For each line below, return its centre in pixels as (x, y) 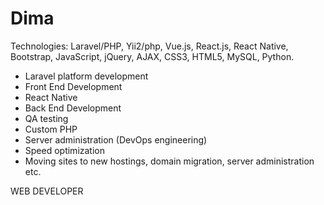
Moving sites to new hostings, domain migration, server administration (169, 161)
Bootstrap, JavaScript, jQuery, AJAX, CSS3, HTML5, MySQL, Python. (152, 56)
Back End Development (73, 108)
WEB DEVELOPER (47, 191)
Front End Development (73, 86)
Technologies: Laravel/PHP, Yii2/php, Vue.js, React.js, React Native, (149, 46)
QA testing (46, 118)
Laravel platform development (86, 76)
